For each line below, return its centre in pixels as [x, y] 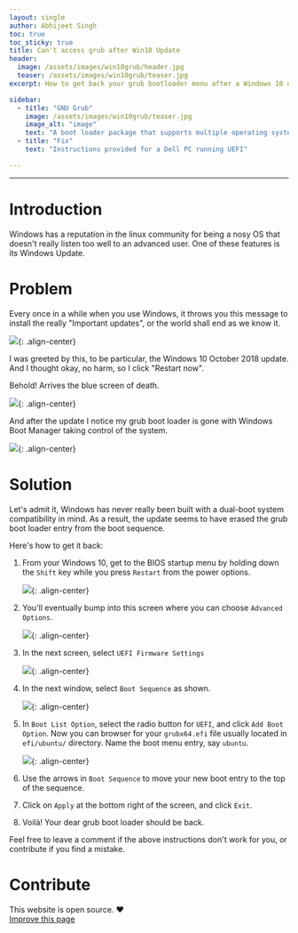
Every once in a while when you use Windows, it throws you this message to [149, 313]
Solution [41, 484]
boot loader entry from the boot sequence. [87, 528]
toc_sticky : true [41, 42]
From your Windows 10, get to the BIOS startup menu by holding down [150, 562]
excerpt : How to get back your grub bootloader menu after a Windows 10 [146, 84]
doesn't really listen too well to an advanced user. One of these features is [145, 243]
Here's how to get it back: [56, 545]
